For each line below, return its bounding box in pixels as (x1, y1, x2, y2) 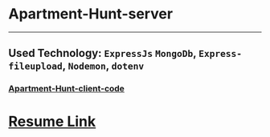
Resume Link (8, 113, 96, 131)
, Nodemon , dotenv (62, 59, 145, 73)
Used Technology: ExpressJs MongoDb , (8, 46, 197, 60)
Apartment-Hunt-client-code (8, 83, 125, 95)
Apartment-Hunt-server (8, 5, 174, 23)
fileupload (8, 61, 63, 72)
